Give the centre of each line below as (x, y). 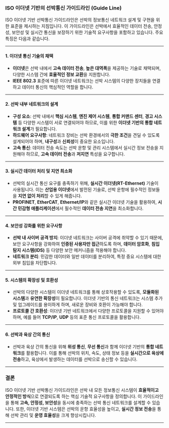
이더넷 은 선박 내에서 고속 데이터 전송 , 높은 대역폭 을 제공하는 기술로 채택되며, (87, 68)
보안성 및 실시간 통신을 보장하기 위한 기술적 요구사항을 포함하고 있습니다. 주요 (88, 32)
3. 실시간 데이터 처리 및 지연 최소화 (39, 171)
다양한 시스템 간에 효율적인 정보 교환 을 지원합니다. (61, 74)
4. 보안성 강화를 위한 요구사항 (34, 225)
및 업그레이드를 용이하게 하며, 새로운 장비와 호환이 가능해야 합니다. (77, 305)
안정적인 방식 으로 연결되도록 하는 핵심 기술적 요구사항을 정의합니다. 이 (74, 396)
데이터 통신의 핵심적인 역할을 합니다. (58, 87)
